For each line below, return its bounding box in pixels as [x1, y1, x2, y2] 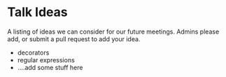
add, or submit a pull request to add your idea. [7, 34, 141, 43]
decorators [17, 48, 50, 57]
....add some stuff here [17, 63, 83, 71]
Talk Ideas [7, 4, 68, 20]
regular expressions [17, 55, 75, 64]
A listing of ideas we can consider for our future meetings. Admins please [7, 27, 220, 36]
